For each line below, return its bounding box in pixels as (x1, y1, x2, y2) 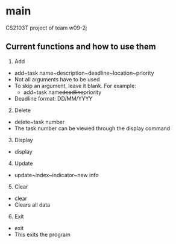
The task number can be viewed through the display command (14, 125, 171, 132)
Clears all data (14, 201, 51, 208)
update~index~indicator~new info (14, 171, 99, 178)
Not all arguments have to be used (14, 75, 100, 83)
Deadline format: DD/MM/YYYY (14, 95, 93, 102)
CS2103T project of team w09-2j (5, 24, 87, 31)
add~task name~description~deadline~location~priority (14, 69, 154, 77)
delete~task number (14, 118, 65, 125)
